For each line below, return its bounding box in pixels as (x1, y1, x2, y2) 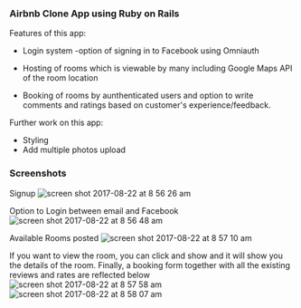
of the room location (22, 72, 99, 83)
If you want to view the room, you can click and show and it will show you (9, 250, 283, 261)
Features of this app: (9, 28, 87, 39)
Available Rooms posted (9, 232, 99, 243)
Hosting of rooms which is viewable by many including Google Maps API (22, 63, 293, 74)
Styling (22, 135, 50, 146)
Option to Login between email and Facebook (9, 205, 179, 216)
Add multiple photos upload (22, 144, 127, 156)
